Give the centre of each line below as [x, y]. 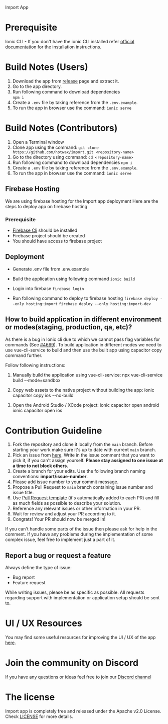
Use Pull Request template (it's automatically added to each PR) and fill [86, 498]
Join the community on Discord [72, 663]
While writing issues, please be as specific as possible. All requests [75, 592]
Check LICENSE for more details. [39, 716]
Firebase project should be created [49, 235]
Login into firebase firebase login [48, 288]
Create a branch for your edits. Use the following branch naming [79, 471]
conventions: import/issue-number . [50, 477]
